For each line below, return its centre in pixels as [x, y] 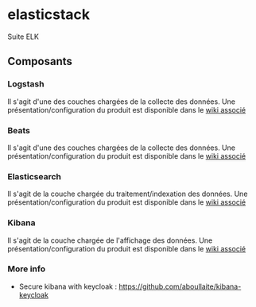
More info [26, 269]
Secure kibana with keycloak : [68, 286]
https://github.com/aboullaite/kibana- [180, 286]
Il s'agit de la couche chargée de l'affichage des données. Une [110, 240]
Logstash [26, 84]
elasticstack [49, 15]
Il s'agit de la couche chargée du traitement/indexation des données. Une [128, 194]
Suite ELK [23, 36]
